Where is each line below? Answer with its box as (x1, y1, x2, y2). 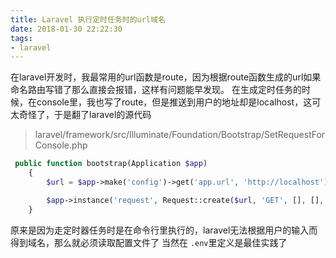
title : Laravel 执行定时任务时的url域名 (10, 14, 166, 25)
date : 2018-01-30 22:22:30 (10, 24, 123, 34)
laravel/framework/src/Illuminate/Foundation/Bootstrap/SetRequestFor (34, 129, 326, 141)
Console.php (34, 139, 88, 151)
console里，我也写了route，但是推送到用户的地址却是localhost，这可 (36, 96, 322, 108)
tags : (10, 33, 33, 43)
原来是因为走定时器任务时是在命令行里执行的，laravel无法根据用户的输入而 (10, 224, 318, 236)
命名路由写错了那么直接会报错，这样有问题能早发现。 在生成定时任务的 (10, 84, 302, 96)
